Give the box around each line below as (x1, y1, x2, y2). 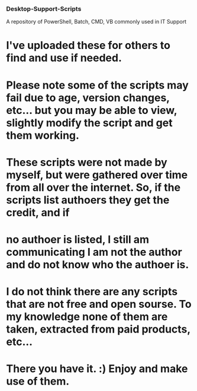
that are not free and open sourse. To (6, 298, 192, 311)
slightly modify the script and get (6, 116, 173, 129)
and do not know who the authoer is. (6, 258, 189, 272)
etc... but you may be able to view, (6, 103, 177, 117)
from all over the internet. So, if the (6, 181, 181, 194)
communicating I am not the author (6, 246, 182, 259)
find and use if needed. (6, 51, 122, 65)
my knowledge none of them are (6, 310, 168, 324)
